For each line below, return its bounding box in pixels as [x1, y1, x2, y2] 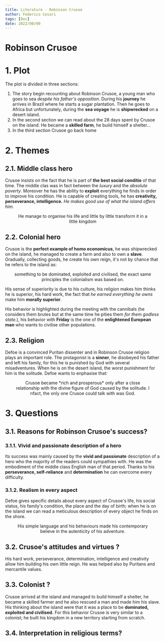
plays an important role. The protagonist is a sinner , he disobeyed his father [5, 355, 160, 361]
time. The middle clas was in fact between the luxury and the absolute [5, 183, 148, 189]
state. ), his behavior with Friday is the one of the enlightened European [5, 317, 151, 322]
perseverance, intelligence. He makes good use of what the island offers [5, 199, 156, 204]
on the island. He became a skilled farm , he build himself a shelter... [12, 122, 151, 128]
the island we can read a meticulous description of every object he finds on [5, 508, 159, 514]
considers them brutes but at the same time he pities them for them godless [5, 312, 159, 318]
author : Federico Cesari [5, 12, 56, 17]
